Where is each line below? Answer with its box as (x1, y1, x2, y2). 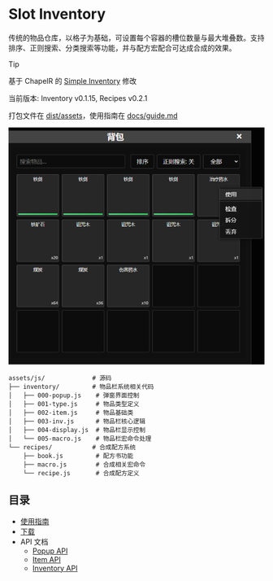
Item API (32, 554, 61, 564)
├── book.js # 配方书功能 (23, 452, 134, 460)
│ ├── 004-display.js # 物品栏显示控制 (8, 426, 146, 434)
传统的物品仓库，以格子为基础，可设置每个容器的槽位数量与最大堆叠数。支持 (8, 33, 265, 42)
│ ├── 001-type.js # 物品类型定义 (8, 400, 140, 408)
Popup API (32, 546, 68, 556)
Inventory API (32, 563, 78, 573)
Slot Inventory (8, 5, 106, 24)
